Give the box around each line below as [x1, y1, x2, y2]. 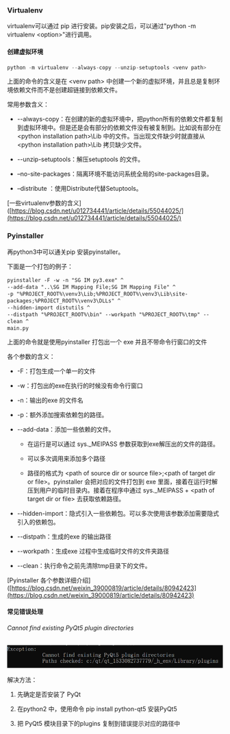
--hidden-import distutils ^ [7, 304, 90, 311]
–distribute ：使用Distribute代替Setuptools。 [16, 185, 142, 193]
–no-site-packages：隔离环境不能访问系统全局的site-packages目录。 [16, 170, 214, 178]
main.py [7, 324, 29, 331]
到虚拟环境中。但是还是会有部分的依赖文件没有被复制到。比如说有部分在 [16, 123, 221, 132]
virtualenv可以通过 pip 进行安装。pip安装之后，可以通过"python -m [7, 22, 196, 30]
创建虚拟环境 [7, 47, 43, 56]
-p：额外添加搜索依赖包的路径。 [16, 410, 108, 418]
